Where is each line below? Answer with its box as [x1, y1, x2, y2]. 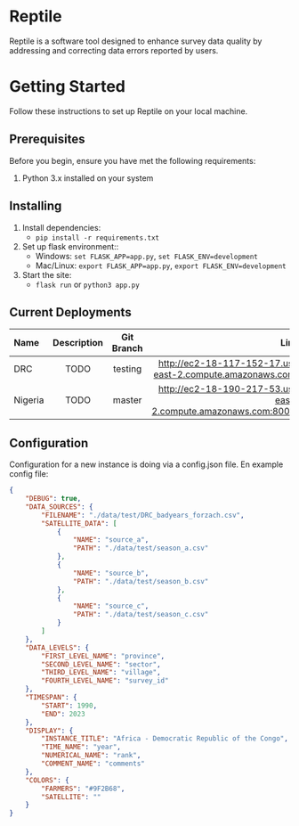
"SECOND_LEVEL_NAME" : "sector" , [41, 659, 162, 669]
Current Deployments [9, 305, 132, 320]
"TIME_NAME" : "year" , [41, 742, 122, 752]
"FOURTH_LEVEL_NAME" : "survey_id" [41, 676, 169, 685]
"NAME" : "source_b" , [72, 568, 149, 577]
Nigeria [13, 394, 44, 406]
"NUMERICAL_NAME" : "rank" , [41, 751, 141, 760]
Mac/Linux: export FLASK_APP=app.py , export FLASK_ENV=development [35, 260, 287, 271]
